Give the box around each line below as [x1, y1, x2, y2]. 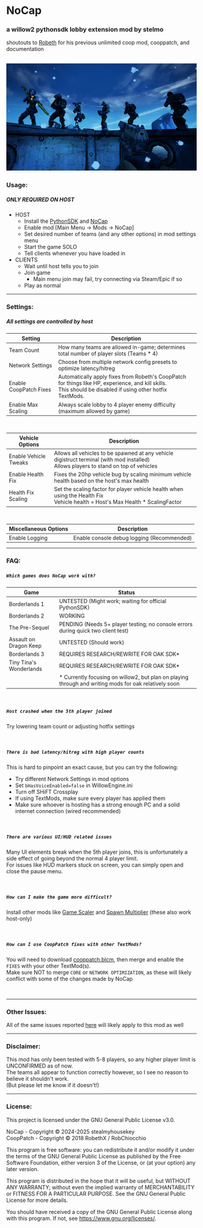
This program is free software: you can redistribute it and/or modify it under [6, 1146, 195, 1154]
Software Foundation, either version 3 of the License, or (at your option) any [6, 1159, 196, 1166]
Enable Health [8, 470, 44, 478]
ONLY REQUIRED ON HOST [6, 196, 75, 203]
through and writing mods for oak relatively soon [59, 680, 180, 687]
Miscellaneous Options [8, 525, 68, 533]
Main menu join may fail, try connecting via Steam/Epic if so [33, 276, 182, 283]
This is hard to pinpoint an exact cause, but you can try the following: [6, 764, 178, 771]
